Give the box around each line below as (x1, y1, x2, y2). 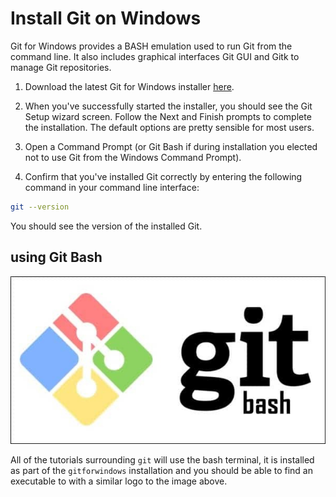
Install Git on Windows (10, 7, 202, 30)
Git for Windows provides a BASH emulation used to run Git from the (10, 40, 293, 52)
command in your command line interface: (24, 181, 200, 193)
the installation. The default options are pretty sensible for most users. (24, 121, 315, 133)
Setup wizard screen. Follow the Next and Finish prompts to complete (24, 110, 312, 122)
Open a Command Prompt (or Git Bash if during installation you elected (24, 140, 318, 152)
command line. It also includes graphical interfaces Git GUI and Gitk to (10, 50, 300, 62)
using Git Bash (10, 249, 103, 266)
